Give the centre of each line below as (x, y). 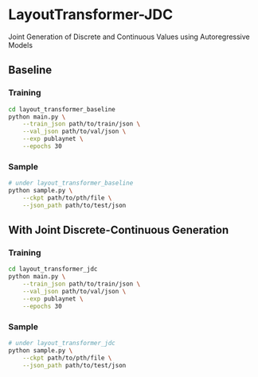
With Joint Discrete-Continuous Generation (119, 230)
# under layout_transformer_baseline (71, 183)
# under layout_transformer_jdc (62, 343)
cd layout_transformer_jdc (53, 269)
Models (21, 45)
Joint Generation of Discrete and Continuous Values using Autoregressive (129, 37)
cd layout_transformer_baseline (62, 109)
